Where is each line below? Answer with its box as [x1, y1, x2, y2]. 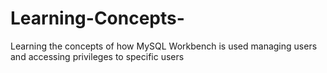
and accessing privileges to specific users [10, 50, 185, 62]
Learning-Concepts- [10, 7, 185, 30]
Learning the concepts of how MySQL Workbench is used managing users [10, 40, 318, 52]
